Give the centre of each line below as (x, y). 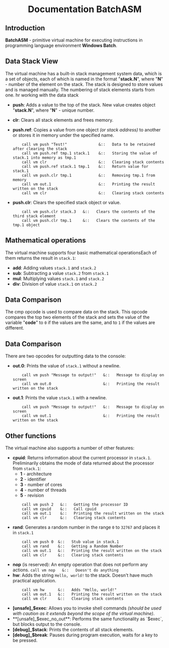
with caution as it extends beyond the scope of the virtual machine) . (83, 614)
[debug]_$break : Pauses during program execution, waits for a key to (85, 635)
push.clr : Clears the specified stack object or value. (67, 202)
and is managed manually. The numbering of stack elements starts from (80, 89)
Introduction (25, 28)
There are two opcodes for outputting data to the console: (66, 356)
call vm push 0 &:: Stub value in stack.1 (71, 542)
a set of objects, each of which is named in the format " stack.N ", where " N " (84, 79)
